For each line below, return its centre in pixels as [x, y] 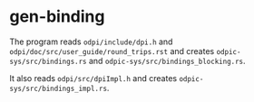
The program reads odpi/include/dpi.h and [91, 42]
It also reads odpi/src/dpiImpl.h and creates [93, 78]
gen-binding [57, 17]
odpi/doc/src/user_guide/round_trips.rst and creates [112, 51]
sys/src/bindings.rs [49, 61]
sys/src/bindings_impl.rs [58, 88]
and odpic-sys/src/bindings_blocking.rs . [167, 60]
